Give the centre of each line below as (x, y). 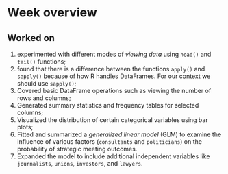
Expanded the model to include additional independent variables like (113, 156)
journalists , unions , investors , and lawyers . (80, 163)
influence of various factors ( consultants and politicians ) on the (109, 141)
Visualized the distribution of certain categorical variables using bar (112, 120)
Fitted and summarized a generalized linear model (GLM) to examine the (119, 134)
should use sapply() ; (47, 83)
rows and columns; (44, 98)
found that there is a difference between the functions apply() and (111, 69)
